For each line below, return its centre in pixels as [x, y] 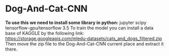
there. [11, 49]
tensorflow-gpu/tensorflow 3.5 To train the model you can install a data [79, 27]
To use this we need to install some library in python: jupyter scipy [76, 22]
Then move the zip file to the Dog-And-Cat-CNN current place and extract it [85, 43]
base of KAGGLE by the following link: [45, 33]
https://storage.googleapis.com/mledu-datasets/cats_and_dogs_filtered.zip [84, 38]
